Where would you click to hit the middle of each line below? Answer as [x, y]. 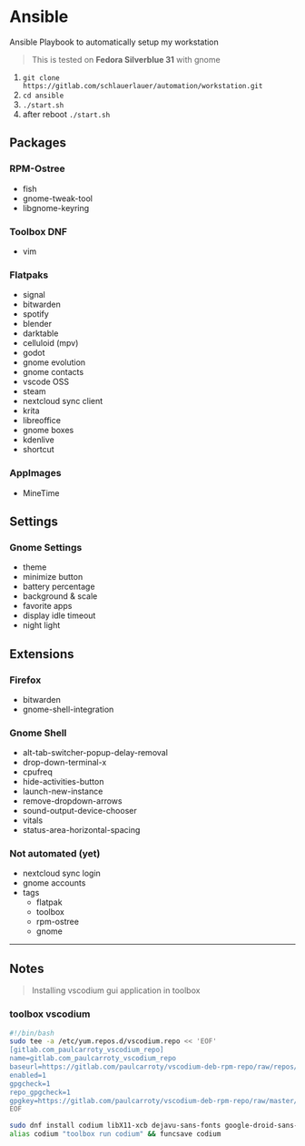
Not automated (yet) [55, 854]
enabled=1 [28, 1075]
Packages [38, 143]
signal [34, 295]
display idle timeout [59, 615]
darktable [40, 333]
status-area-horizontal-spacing [81, 830]
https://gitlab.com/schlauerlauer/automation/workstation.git [143, 86]
